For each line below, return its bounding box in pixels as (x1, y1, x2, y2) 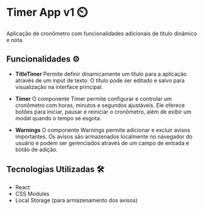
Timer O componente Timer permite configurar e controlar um (15, 95, 172, 102)
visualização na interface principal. (15, 83, 104, 90)
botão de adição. (15, 145, 58, 153)
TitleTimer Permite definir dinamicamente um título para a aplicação (15, 70, 187, 78)
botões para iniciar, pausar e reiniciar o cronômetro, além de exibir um (15, 108, 192, 115)
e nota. (6, 36, 24, 43)
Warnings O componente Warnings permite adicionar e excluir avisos (15, 126, 191, 134)
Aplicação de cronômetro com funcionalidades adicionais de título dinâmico (6, 29, 197, 37)
